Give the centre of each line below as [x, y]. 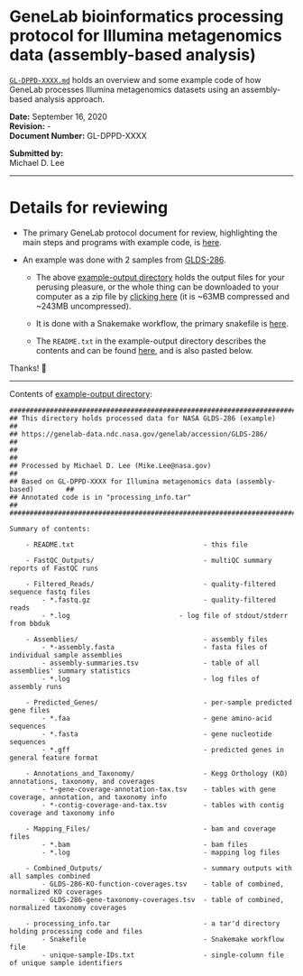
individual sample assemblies [66, 655]
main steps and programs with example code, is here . [122, 242]
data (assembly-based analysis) [133, 55]
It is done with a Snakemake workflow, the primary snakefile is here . [162, 323]
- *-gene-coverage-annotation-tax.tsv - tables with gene [159, 789]
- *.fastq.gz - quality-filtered [159, 600]
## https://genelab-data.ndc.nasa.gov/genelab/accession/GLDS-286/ [139, 434]
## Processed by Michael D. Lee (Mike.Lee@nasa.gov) [110, 465]
